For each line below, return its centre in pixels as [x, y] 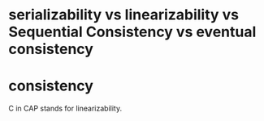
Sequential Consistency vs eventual [132, 32]
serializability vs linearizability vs [124, 15]
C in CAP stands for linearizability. [65, 108]
